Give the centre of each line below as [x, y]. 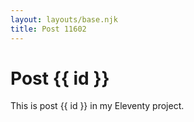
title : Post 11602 [48, 29]
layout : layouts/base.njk [64, 19]
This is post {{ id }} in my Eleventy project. [97, 106]
